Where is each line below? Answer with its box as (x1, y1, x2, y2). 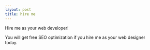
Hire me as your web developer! (5, 25, 69, 31)
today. (5, 39, 18, 45)
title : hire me (5, 12, 36, 17)
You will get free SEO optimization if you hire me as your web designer (5, 34, 146, 40)
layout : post (5, 7, 31, 12)
